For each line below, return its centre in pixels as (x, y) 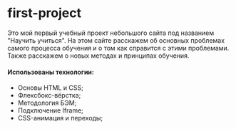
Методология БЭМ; (47, 103)
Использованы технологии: (51, 72)
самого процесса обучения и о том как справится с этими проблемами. (118, 48)
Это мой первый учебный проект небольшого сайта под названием (111, 33)
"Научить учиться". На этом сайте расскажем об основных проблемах (116, 40)
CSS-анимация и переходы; (60, 118)
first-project (45, 13)
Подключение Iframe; (51, 110)
